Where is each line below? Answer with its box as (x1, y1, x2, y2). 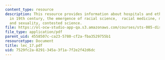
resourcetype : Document (5, 39, 54, 44)
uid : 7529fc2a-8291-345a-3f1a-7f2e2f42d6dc (5, 47, 96, 52)
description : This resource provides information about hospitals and (5, 12, 153, 16)
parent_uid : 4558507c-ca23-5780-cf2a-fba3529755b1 (5, 34, 111, 39)
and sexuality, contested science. (9, 20, 82, 26)
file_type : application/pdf (5, 30, 63, 34)
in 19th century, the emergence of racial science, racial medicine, (9, 16, 157, 21)
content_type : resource (5, 7, 54, 12)
